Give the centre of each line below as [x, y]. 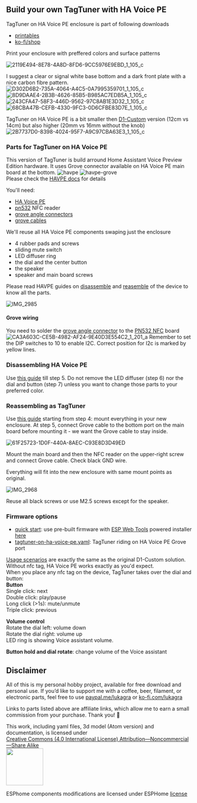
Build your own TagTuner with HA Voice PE [86, 10]
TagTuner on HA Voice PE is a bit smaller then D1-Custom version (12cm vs [97, 119]
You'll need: [21, 190]
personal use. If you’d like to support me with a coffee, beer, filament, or [94, 691]
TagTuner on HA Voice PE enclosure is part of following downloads [88, 24]
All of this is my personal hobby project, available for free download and [94, 685]
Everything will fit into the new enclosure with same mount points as [89, 472]
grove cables [30, 221]
